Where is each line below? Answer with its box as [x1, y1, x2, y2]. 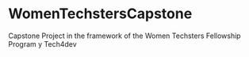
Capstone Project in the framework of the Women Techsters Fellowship [8, 31, 241, 40]
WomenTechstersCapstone [8, 5, 193, 23]
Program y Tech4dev [8, 39, 77, 48]
